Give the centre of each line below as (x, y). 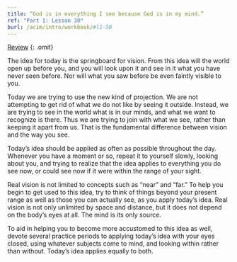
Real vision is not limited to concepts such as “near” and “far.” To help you (115, 185)
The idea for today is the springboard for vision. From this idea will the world (118, 61)
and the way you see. (39, 135)
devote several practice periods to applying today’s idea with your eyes (111, 236)
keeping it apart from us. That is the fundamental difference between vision (117, 127)
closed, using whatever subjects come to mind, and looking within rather (113, 244)
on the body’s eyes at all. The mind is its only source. (84, 215)
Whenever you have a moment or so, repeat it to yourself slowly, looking (113, 156)
